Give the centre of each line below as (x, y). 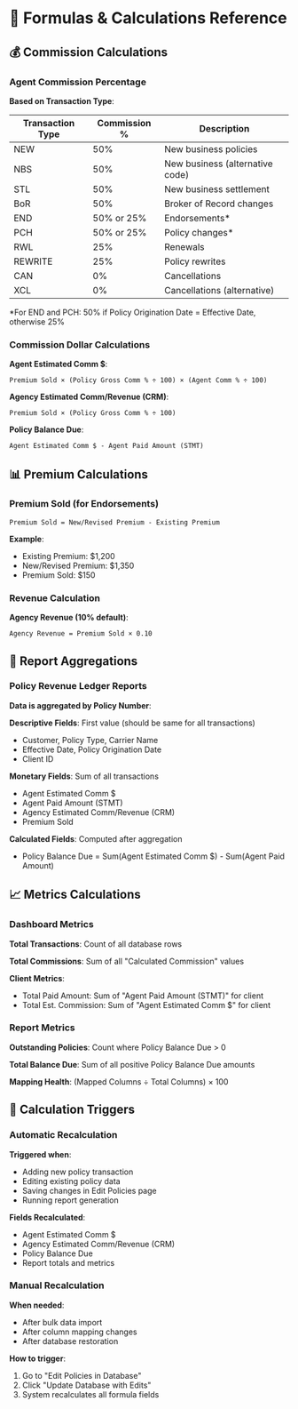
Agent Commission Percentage (78, 82)
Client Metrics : (37, 978)
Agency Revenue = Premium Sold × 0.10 (81, 634)
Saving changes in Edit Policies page (89, 1190)
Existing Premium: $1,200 (68, 556)
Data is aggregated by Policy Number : (81, 705)
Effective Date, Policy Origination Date (92, 749)
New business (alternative (218, 164)
